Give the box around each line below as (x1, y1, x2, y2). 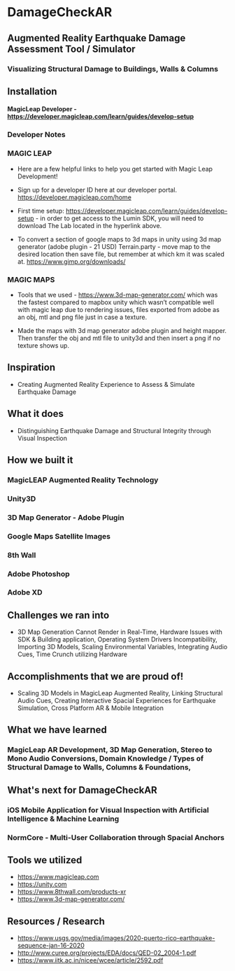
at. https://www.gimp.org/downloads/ (17, 257, 126, 266)
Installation (7, 85, 57, 97)
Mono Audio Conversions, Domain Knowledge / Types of (7, 753, 204, 763)
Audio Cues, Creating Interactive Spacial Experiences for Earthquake (17, 697, 216, 705)
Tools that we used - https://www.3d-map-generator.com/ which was (17, 291, 218, 299)
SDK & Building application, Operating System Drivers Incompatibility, (17, 635, 218, 644)
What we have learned (7, 724, 107, 736)
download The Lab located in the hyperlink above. (17, 221, 162, 229)
